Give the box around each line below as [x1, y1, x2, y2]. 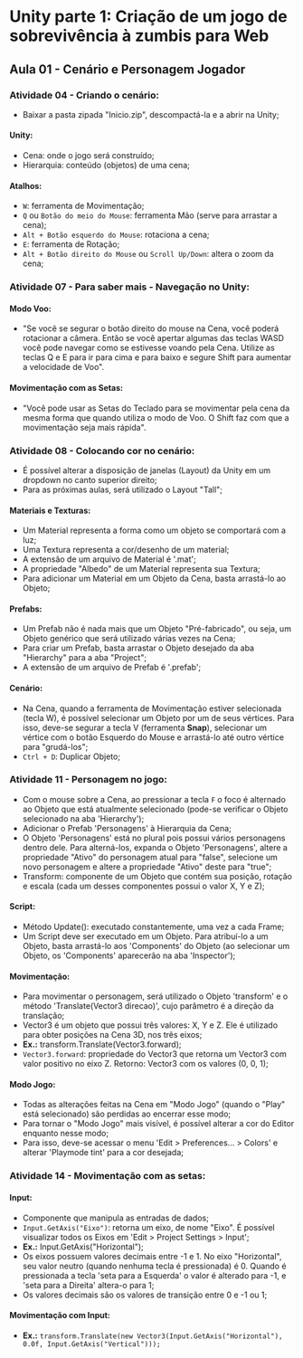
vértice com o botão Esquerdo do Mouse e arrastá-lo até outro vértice [22, 731, 285, 743]
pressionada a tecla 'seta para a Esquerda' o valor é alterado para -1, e [22, 1269, 287, 1281]
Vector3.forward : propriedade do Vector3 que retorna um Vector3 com [22, 1049, 287, 1059]
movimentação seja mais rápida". [22, 422, 147, 432]
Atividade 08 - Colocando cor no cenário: [9, 444, 195, 457]
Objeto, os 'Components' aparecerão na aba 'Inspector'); [22, 950, 236, 961]
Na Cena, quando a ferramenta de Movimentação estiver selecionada [22, 703, 282, 714]
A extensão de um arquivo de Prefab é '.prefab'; [22, 662, 202, 673]
